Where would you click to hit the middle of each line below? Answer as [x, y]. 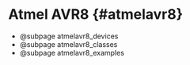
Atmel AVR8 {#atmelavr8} [96, 14]
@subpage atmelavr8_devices [69, 36]
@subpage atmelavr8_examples [72, 52]
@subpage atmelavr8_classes [68, 44]
